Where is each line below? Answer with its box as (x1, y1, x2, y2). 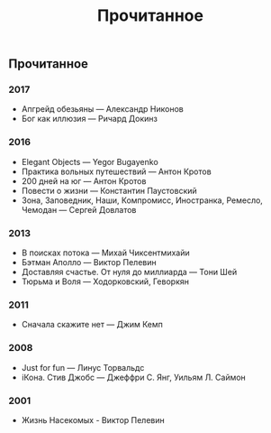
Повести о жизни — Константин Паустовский (21, 185, 197, 196)
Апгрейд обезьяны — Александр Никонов (21, 104, 184, 115)
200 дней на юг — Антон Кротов (21, 175, 147, 186)
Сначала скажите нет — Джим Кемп (21, 319, 164, 330)
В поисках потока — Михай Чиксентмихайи (21, 247, 190, 258)
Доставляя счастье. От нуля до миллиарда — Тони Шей (21, 267, 238, 278)
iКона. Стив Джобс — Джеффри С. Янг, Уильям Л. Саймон (21, 372, 247, 382)
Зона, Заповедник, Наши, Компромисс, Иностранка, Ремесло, (21, 195, 263, 206)
